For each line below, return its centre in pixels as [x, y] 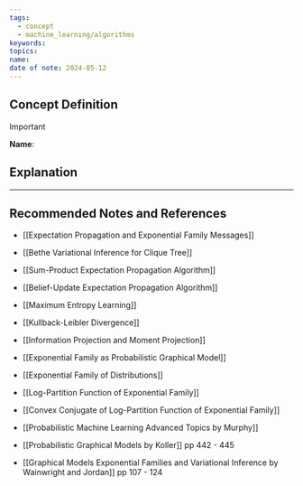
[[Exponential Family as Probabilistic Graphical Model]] [124, 358]
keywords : [28, 43]
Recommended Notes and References [118, 213]
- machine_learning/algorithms [76, 34]
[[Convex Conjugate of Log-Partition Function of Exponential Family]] [151, 410]
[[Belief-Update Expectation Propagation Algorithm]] [120, 288]
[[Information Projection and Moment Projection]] [114, 341]
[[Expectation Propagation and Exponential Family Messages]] [138, 235]
